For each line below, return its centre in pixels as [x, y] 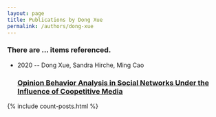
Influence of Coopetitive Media [70, 91]
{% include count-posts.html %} [53, 106]
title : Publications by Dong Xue [55, 20]
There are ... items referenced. [59, 50]
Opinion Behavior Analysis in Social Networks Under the [113, 83]
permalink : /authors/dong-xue [51, 26]
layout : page [26, 13]
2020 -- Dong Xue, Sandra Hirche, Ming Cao [80, 65]
